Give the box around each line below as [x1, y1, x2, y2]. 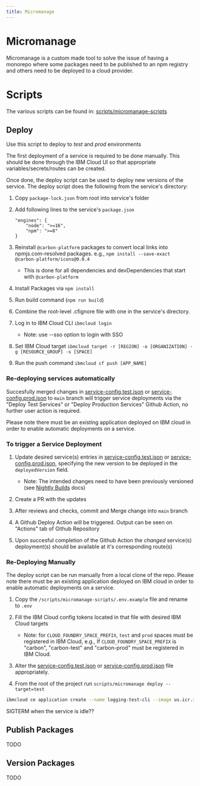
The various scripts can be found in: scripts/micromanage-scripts [6, 108, 167, 115]
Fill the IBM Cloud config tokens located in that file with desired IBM [14, 613, 182, 621]
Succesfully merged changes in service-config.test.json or [6, 388, 151, 395]
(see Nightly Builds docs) [23, 484, 86, 491]
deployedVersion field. [14, 466, 69, 473]
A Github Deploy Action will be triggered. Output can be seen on [14, 518, 173, 526]
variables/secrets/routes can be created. [6, 165, 106, 172]
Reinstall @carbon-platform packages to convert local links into [14, 244, 168, 251]
